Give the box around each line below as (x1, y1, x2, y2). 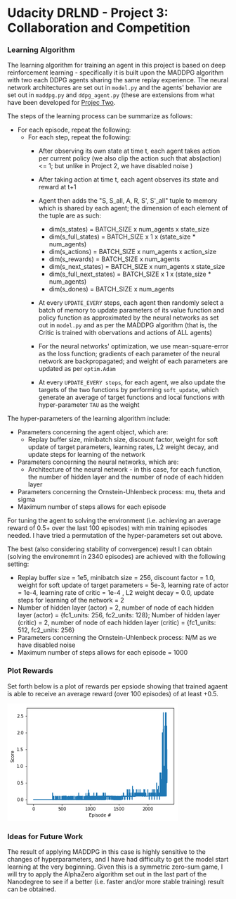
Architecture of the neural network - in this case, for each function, (27, 465, 223, 474)
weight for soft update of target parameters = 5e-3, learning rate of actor (17, 581, 229, 589)
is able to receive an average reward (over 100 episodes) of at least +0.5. (7, 689, 219, 698)
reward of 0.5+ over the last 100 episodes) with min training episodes (7, 524, 208, 532)
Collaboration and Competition (7, 20, 191, 36)
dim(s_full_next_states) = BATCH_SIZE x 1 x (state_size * (48, 270, 211, 279)
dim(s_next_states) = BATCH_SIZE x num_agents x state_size (48, 263, 225, 271)
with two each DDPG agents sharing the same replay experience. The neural (7, 76, 229, 84)
